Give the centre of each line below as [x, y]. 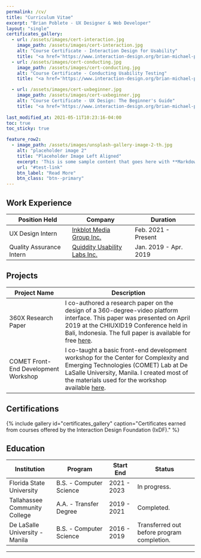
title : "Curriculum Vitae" [40, 17]
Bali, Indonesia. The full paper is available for [128, 332]
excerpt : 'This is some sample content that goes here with [93, 162]
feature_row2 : [24, 139]
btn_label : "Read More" [47, 173]
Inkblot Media [91, 230]
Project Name [34, 293]
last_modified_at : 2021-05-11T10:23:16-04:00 [64, 118]
